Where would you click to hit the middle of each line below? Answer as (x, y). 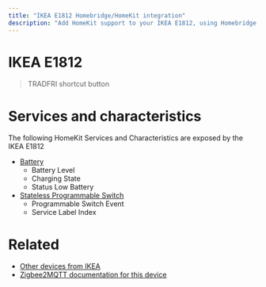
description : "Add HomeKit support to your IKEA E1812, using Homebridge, (134, 23)
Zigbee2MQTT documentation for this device (93, 275)
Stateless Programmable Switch (72, 196)
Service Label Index (64, 212)
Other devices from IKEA (60, 266)
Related (34, 245)
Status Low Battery (63, 187)
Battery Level (53, 170)
